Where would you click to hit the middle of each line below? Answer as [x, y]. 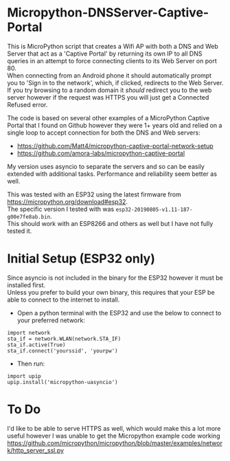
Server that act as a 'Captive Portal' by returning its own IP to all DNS [105, 54]
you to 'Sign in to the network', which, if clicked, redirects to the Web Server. [115, 82]
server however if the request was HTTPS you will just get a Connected [108, 97]
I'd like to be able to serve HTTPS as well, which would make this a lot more [114, 428]
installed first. [26, 285]
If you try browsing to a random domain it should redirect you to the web [110, 90]
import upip [24, 376]
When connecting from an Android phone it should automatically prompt [109, 75]
